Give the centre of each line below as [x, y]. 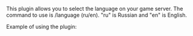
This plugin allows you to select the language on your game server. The [95, 9]
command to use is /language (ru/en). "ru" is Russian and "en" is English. [97, 15]
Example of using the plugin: [41, 27]
